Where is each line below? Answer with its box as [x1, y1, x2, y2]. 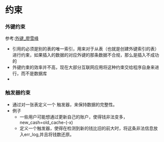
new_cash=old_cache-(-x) [19, 119, 73, 125]
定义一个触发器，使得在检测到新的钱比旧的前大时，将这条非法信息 [19, 125, 154, 131]
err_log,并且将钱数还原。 [24, 131, 74, 137]
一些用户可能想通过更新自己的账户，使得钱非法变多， [19, 114, 128, 120]
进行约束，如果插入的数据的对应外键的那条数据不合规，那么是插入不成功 [12, 52, 159, 58]
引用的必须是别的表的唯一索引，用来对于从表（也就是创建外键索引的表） [12, 46, 159, 52]
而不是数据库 [21, 71, 47, 76]
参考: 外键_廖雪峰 [5, 35, 39, 41]
